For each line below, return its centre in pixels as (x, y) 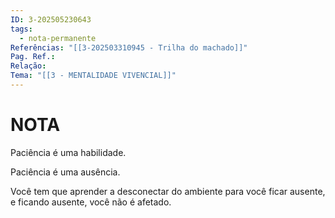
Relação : (28, 66)
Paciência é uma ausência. (65, 172)
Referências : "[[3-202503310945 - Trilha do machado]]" (129, 47)
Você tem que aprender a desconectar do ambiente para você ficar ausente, (168, 191)
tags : (21, 29)
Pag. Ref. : (33, 57)
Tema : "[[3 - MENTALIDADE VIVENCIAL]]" (93, 76)
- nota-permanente (58, 38)
